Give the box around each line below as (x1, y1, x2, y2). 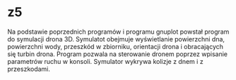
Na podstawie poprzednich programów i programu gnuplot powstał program (7, 27, 230, 36)
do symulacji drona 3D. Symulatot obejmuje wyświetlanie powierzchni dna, (7, 34, 225, 43)
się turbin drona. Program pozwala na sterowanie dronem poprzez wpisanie (7, 50, 228, 58)
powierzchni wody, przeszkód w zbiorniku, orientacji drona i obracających (7, 42, 224, 51)
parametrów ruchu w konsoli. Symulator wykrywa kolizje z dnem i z (7, 57, 203, 65)
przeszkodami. (7, 65, 51, 73)
